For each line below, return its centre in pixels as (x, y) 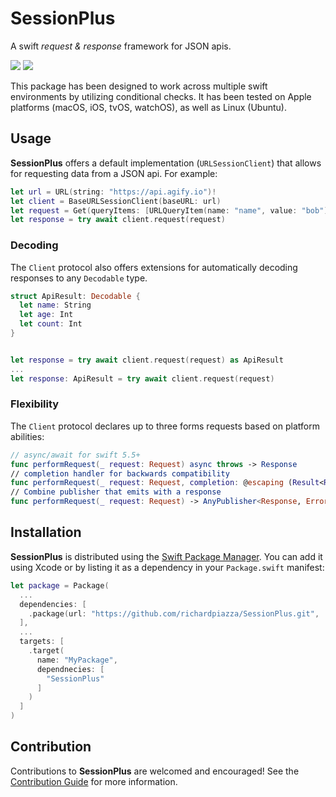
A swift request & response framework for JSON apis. (121, 46)
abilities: (27, 436)
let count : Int (51, 324)
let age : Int (46, 315)
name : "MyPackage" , (77, 660)
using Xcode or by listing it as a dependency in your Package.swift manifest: (167, 567)
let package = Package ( (60, 585)
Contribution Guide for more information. (94, 781)
